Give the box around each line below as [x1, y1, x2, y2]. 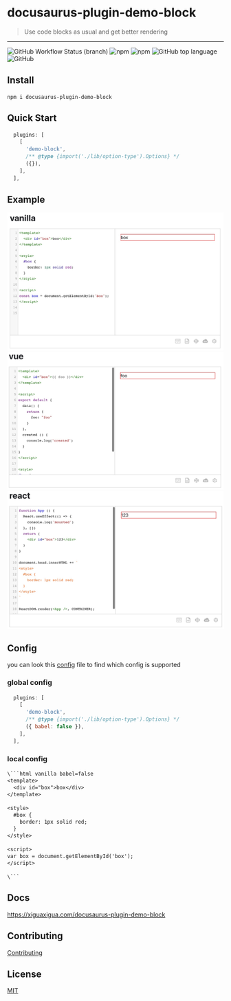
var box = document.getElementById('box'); [7, 853, 134, 860]
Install [7, 74, 34, 87]
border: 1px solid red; [19, 819, 88, 826]
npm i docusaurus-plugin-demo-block [7, 93, 112, 100]
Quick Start [7, 112, 57, 124]
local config [7, 754, 48, 763]
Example [7, 194, 45, 205]
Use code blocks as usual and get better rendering [23, 27, 168, 36]
